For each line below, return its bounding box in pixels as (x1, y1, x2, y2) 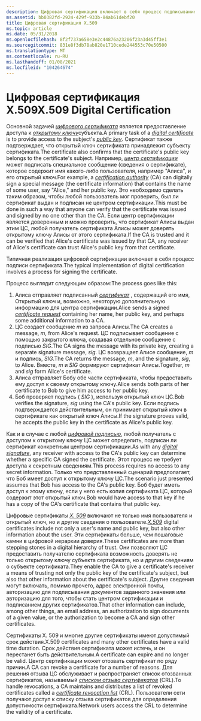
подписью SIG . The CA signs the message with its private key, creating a (14, 342, 194, 349)
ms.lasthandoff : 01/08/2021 (6, 59, 77, 65)
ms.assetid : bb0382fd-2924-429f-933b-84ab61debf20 (6, 14, 135, 20)
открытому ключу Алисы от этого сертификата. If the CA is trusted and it (6, 231, 190, 239)
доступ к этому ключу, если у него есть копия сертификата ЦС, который (6, 488, 193, 495)
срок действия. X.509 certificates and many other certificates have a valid (6, 638, 190, 645)
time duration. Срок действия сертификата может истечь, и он (6, 645, 166, 652)
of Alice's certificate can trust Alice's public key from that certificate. (6, 244, 176, 251)
